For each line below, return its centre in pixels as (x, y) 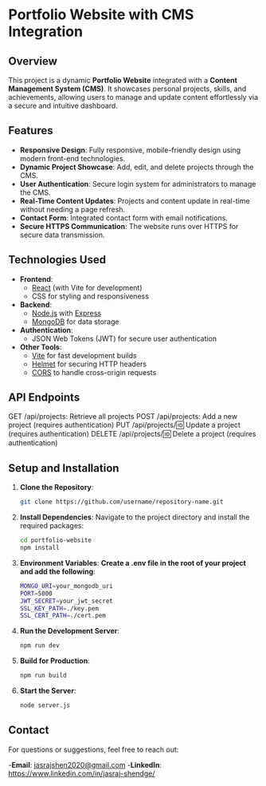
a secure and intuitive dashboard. (63, 106)
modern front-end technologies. (72, 158)
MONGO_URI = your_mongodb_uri (66, 586)
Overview (33, 61)
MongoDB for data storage (75, 322)
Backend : (36, 304)
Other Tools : (41, 347)
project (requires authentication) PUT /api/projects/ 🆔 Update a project (125, 425)
